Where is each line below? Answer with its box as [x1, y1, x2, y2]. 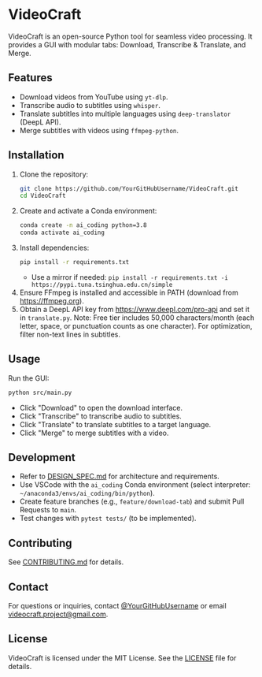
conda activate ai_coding [19, 229, 105, 237]
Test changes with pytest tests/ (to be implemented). [19, 514, 197, 523]
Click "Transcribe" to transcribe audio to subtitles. [19, 411, 183, 421]
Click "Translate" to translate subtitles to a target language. [19, 419, 212, 429]
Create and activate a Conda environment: [19, 206, 157, 216]
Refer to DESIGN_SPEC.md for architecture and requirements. [19, 471, 220, 482]
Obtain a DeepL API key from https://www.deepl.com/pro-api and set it [19, 304, 250, 314]
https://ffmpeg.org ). [19, 296, 84, 305]
